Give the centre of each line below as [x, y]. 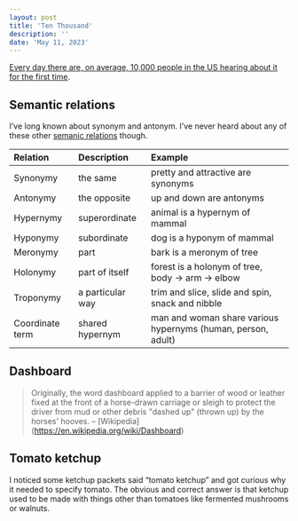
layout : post [33, 17]
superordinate [108, 218]
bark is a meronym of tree [204, 252]
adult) [163, 340]
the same [98, 178]
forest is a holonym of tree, [207, 267]
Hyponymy [36, 238]
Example [169, 158]
